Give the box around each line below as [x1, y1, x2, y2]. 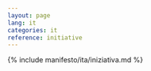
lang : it [7, 19, 37, 27]
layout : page [7, 11, 51, 20]
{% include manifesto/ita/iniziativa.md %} [7, 55, 144, 65]
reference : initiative [7, 33, 83, 42]
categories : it [7, 26, 58, 34]
